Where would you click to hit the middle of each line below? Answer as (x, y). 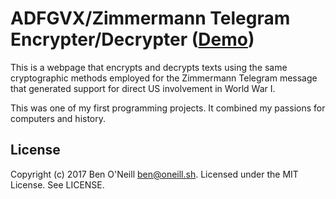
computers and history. (58, 118)
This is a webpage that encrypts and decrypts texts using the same (149, 67)
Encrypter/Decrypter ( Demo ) (132, 39)
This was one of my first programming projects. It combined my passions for (168, 108)
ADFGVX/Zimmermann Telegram (150, 18)
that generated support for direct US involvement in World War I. (143, 88)
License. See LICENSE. (57, 184)
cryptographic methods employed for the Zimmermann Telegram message (164, 78)
